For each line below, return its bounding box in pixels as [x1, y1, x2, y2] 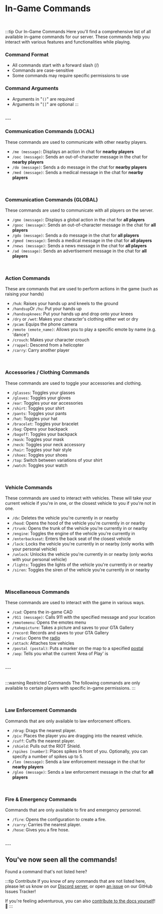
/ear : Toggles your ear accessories [12, 400, 83, 406]
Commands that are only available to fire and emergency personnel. [5, 807, 142, 813]
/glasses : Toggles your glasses [12, 390, 76, 395]
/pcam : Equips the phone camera [12, 321, 78, 327]
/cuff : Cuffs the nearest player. [12, 738, 76, 743]
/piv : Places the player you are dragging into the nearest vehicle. [12, 733, 143, 739]
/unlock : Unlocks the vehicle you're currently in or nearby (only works [12, 551, 153, 557]
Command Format [5, 51, 49, 58]
